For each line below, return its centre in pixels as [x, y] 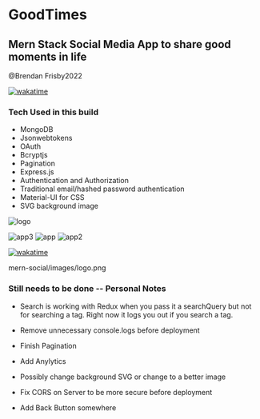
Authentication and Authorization [74, 181]
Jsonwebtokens [46, 138]
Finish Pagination [48, 345]
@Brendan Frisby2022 [45, 76]
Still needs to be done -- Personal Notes [87, 289]
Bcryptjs [34, 155]
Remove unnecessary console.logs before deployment [110, 330]
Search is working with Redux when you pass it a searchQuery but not [136, 306]
